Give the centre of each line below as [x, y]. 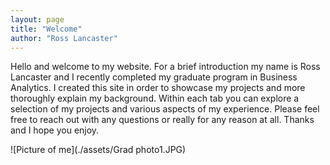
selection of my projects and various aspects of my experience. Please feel [165, 109]
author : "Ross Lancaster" [64, 38]
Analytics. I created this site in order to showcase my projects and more [158, 88]
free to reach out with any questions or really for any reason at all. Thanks [162, 120]
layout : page [37, 19]
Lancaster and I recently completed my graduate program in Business [154, 77]
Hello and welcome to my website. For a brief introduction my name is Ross [165, 67]
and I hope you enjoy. [55, 130]
